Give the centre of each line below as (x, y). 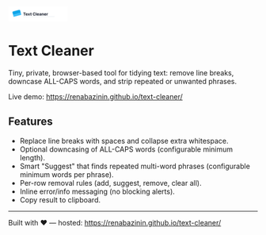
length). (32, 157)
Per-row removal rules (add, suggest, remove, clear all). (110, 183)
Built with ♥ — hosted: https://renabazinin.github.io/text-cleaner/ (115, 222)
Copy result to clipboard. (60, 199)
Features (30, 122)
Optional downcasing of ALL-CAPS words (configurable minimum (126, 149)
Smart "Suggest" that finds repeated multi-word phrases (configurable (135, 166)
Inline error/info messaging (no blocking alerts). (97, 191)
